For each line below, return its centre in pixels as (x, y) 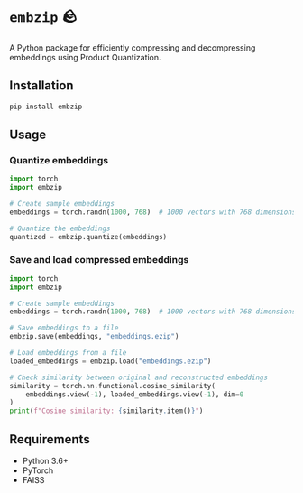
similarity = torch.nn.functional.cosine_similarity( (113, 386)
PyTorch (38, 470)
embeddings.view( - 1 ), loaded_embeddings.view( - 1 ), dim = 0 (135, 394)
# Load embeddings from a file (68, 353)
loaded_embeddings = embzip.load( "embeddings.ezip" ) (110, 361)
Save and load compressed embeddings (99, 260)
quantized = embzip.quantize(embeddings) (88, 237)
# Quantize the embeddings (60, 228)
